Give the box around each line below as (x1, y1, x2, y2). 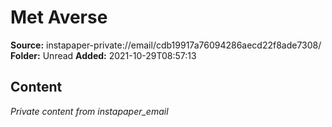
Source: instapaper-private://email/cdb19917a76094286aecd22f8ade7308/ (10, 39, 322, 51)
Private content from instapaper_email (10, 105, 169, 117)
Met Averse (10, 6, 108, 29)
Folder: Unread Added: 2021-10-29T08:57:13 (10, 49, 197, 61)
